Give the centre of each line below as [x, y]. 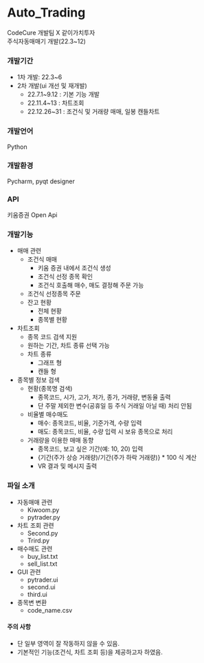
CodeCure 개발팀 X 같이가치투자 [51, 32]
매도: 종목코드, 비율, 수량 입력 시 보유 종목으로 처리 [105, 431]
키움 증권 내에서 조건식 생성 [74, 268]
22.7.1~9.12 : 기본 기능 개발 [63, 94]
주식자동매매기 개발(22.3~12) [46, 41]
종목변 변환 [32, 602]
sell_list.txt [42, 564]
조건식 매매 [42, 259]
